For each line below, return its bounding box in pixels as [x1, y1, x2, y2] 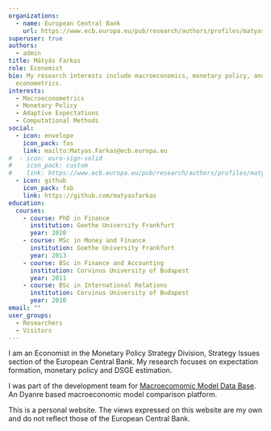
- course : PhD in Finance [23, 214, 110, 222]
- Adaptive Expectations [15, 110, 99, 118]
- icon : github [15, 176, 67, 185]
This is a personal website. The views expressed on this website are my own [8, 405, 263, 415]
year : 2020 [29, 229, 67, 238]
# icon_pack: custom [8, 162, 89, 170]
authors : [8, 42, 38, 50]
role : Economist [8, 64, 63, 73]
